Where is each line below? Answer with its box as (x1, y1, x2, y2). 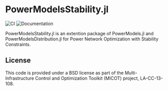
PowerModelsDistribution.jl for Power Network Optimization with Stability (5, 36, 159, 42)
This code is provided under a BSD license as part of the (5, 70, 124, 76)
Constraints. (5, 41, 31, 47)
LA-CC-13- (139, 75, 163, 81)
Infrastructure (5, 75, 34, 81)
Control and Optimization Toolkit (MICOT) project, (35, 75, 139, 81)
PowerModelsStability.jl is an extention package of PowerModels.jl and (5, 30, 154, 36)
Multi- (124, 70, 137, 76)
